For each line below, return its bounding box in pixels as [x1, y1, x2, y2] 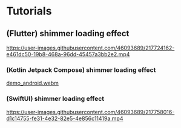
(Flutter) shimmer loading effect [6, 28, 130, 39]
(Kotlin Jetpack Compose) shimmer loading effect [6, 65, 156, 74]
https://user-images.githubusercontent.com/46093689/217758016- [6, 108, 175, 115]
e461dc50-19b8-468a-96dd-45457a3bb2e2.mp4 [6, 51, 130, 58]
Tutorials [6, 4, 52, 18]
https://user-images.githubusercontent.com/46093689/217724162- [6, 44, 175, 51]
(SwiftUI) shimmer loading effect [6, 95, 105, 103]
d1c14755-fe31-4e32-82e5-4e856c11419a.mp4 [6, 115, 123, 122]
